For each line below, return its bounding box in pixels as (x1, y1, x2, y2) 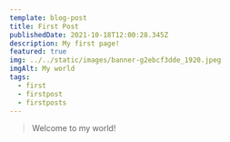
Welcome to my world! (31, 123, 116, 134)
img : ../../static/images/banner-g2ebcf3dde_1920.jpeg (9, 56, 222, 65)
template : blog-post (9, 13, 88, 23)
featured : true (9, 47, 67, 56)
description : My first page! (9, 38, 120, 48)
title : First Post (9, 22, 79, 31)
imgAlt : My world (9, 65, 75, 74)
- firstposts (17, 97, 67, 107)
